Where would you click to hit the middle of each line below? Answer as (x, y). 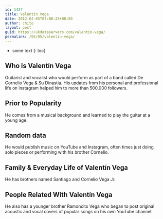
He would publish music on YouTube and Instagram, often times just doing (80, 147)
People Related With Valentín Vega (59, 194)
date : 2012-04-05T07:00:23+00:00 (39, 18)
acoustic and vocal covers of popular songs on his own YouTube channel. (79, 211)
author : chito (19, 23)
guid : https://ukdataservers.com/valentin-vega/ (55, 32)
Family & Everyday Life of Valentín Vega (66, 168)
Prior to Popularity (33, 103)
